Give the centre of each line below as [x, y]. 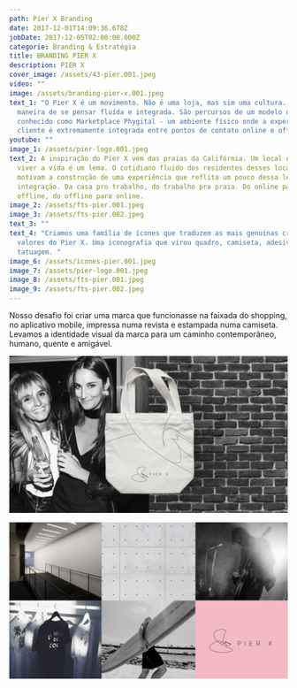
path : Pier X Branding [51, 19]
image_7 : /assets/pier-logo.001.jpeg [79, 271]
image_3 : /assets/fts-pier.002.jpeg [76, 215]
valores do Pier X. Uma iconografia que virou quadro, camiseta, [140, 242]
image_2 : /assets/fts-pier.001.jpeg [76, 205]
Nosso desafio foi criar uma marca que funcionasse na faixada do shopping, [148, 315]
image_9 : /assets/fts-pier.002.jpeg [76, 289]
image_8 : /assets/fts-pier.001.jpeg [76, 280]
